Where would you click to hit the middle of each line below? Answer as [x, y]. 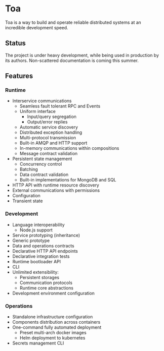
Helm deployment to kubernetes [52, 338]
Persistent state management [42, 159]
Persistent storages [39, 277]
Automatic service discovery [49, 127]
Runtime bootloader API [36, 261]
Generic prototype [31, 240]
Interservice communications [42, 101]
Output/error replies [47, 122]
